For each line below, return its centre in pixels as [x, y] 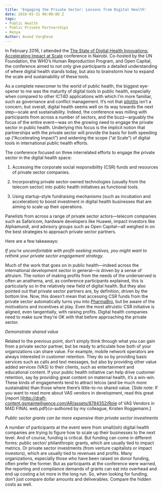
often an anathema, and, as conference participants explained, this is [74, 280]
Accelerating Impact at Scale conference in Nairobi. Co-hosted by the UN [79, 56]
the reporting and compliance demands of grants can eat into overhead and [81, 469]
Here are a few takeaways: [32, 241]
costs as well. [19, 484]
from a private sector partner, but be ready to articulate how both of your [78, 346]
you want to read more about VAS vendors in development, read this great [80, 393]
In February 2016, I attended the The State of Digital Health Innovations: [77, 50]
